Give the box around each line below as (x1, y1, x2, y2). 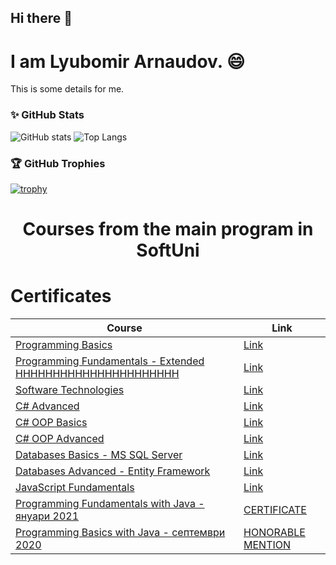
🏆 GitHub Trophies (10, 156, 106, 170)
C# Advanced (15, 399, 80, 413)
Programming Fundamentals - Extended (15, 354, 205, 368)
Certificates (10, 285, 112, 308)
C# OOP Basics (15, 416, 88, 430)
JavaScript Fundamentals (15, 481, 135, 495)
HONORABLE (243, 526, 306, 540)
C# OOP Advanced (15, 432, 105, 446)
